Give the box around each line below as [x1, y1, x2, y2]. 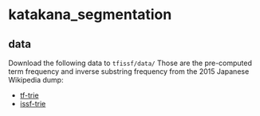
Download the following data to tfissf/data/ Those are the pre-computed [8, 58, 253, 68]
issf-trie [19, 99, 46, 108]
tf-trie [19, 91, 39, 100]
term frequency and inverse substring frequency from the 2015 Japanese [8, 67, 250, 76]
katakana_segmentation [8, 6, 172, 24]
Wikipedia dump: [8, 75, 64, 84]
